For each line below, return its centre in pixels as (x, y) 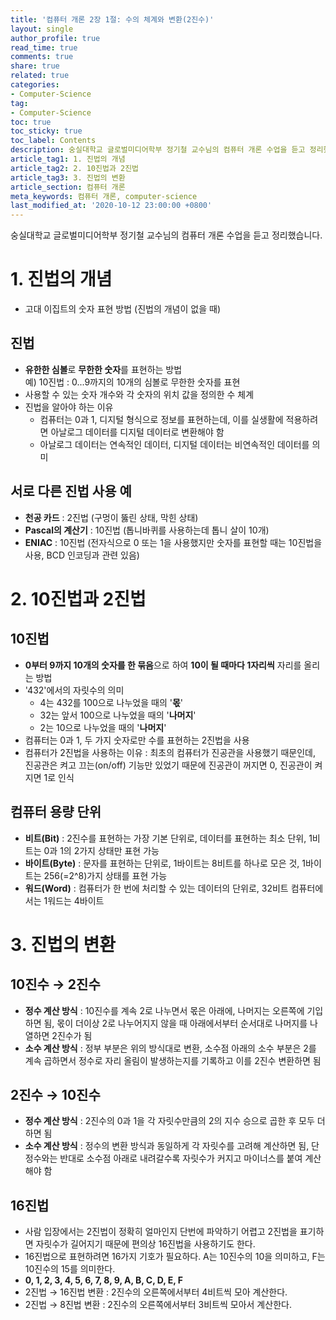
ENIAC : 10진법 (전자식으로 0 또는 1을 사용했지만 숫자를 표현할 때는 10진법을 (173, 542)
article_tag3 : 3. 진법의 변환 (68, 177)
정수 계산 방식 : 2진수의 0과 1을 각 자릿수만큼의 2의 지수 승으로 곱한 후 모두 (169, 1121)
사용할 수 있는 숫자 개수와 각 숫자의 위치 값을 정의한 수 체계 (139, 394)
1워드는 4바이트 (74, 900)
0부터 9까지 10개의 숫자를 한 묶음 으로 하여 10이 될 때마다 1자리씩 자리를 (163, 665)
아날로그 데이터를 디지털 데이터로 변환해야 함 (137, 432)
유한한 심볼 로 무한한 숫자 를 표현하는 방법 (103, 369)
